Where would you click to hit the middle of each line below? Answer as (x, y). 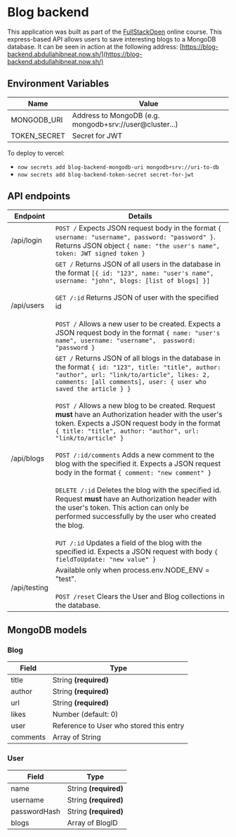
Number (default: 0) (85, 715)
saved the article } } (93, 389)
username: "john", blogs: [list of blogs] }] (133, 281)
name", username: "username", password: (125, 340)
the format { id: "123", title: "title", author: (138, 366)
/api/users (27, 305)
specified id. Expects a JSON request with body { (137, 551)
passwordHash (36, 811)
